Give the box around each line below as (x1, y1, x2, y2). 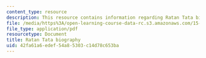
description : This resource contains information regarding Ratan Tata (6, 14, 193, 21)
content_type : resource (6, 8, 67, 15)
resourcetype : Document (6, 31, 67, 37)
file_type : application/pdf (6, 25, 78, 32)
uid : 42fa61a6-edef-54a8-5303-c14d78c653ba (6, 43, 120, 49)
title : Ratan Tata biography (6, 37, 81, 43)
